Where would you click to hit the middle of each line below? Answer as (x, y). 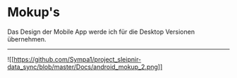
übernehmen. (27, 39)
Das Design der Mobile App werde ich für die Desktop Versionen (101, 32)
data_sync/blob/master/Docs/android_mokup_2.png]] (85, 67)
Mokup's (34, 12)
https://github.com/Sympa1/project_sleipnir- (78, 59)
